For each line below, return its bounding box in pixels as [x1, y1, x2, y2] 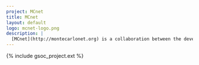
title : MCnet [6, 14, 38, 20]
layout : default [6, 19, 46, 25]
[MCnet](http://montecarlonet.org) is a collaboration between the [11, 36, 182, 42]
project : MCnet [6, 8, 44, 15]
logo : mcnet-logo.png [6, 25, 60, 31]
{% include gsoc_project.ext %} [6, 53, 84, 59]
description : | [6, 31, 44, 37]
